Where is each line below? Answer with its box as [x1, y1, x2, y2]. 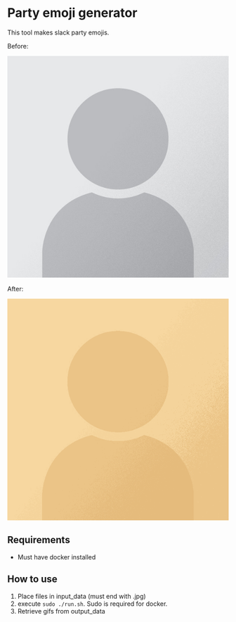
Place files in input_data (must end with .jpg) [17, 592, 146, 600]
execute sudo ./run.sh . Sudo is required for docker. [17, 599, 168, 608]
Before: [7, 42, 29, 50]
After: [7, 284, 24, 293]
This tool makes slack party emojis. [7, 28, 110, 37]
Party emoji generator [7, 5, 138, 21]
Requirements [7, 534, 70, 546]
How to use [7, 573, 58, 585]
